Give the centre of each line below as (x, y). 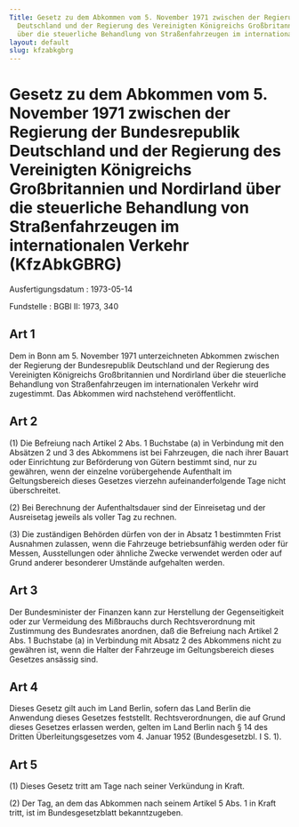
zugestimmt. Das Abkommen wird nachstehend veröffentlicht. (122, 393)
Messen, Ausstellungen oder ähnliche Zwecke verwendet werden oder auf (146, 553)
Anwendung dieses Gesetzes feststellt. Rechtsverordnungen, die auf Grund (148, 718)
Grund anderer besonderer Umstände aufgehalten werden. (117, 562)
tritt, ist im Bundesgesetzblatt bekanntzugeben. (96, 813)
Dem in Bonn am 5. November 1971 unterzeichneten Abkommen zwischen (144, 356)
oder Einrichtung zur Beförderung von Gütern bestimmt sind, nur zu (133, 462)
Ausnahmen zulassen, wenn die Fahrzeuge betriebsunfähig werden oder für (149, 543)
